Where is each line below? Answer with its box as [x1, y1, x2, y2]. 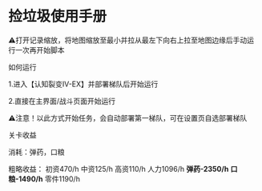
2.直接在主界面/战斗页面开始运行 [8, 96, 116, 105]
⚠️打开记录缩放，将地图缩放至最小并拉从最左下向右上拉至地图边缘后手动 [8, 35, 248, 45]
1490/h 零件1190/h [18, 173, 80, 184]
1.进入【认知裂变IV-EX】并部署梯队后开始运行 [8, 79, 159, 89]
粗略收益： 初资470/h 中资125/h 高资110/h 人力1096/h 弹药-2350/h [8, 164, 229, 173]
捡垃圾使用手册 [8, 7, 107, 26]
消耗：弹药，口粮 [8, 147, 65, 157]
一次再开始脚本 [14, 45, 65, 54]
